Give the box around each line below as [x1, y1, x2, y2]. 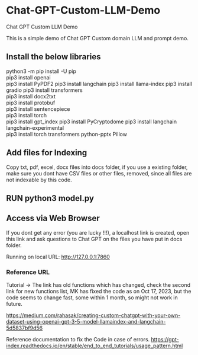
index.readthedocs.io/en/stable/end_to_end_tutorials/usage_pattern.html [6, 342, 183, 350]
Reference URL [6, 268, 50, 276]
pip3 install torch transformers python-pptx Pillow [6, 130, 127, 137]
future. [6, 300, 22, 308]
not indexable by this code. [6, 176, 72, 183]
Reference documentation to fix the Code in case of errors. [6, 336, 150, 343]
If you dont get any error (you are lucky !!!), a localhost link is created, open [6, 229, 190, 236]
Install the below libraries [6, 52, 101, 62]
